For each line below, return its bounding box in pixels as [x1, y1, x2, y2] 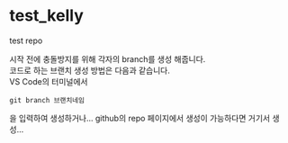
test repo [9, 35, 43, 46]
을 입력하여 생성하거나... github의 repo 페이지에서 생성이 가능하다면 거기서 [9, 112, 271, 123]
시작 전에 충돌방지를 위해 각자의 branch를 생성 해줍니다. [9, 53, 206, 64]
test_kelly [9, 5, 84, 26]
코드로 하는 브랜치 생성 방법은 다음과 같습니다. [9, 65, 171, 76]
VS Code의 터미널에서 [9, 76, 88, 86]
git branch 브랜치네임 [9, 95, 85, 104]
